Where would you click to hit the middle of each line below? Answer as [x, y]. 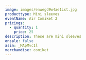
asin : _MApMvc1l [21, 45]
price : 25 [24, 32]
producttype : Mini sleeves [32, 14]
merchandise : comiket [27, 50]
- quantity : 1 [24, 28]
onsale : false [19, 41]
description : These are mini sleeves [43, 37]
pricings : [15, 23]
